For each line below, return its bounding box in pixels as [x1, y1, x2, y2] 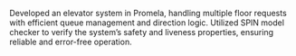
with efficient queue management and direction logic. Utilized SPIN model [9, 17, 285, 28]
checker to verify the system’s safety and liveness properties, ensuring [9, 27, 274, 37]
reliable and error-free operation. [9, 36, 133, 47]
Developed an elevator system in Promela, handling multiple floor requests [9, 8, 287, 18]
